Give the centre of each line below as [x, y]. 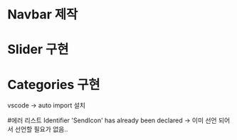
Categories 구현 [54, 84]
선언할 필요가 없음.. [41, 129]
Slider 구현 [38, 49]
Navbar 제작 [43, 14]
